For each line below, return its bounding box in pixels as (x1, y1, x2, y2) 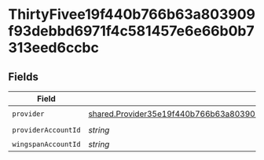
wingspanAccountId (12, 140, 81, 148)
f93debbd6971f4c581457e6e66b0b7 (8, 22, 255, 40)
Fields (8, 70, 39, 83)
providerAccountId (12, 125, 81, 134)
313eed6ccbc (8, 39, 100, 56)
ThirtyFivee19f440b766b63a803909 (8, 5, 256, 24)
